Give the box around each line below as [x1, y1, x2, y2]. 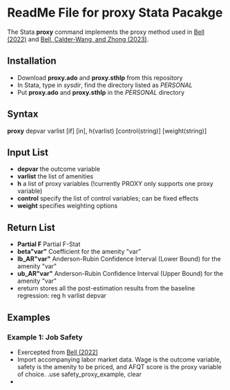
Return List [7, 221, 55, 233]
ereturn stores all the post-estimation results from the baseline [17, 284, 195, 292]
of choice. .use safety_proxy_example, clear [17, 370, 142, 378]
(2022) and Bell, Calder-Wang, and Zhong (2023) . [7, 35, 149, 43]
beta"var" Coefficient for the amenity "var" [17, 248, 142, 256]
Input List [7, 147, 48, 158]
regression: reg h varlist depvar [17, 292, 107, 300]
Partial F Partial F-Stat [17, 240, 81, 248]
